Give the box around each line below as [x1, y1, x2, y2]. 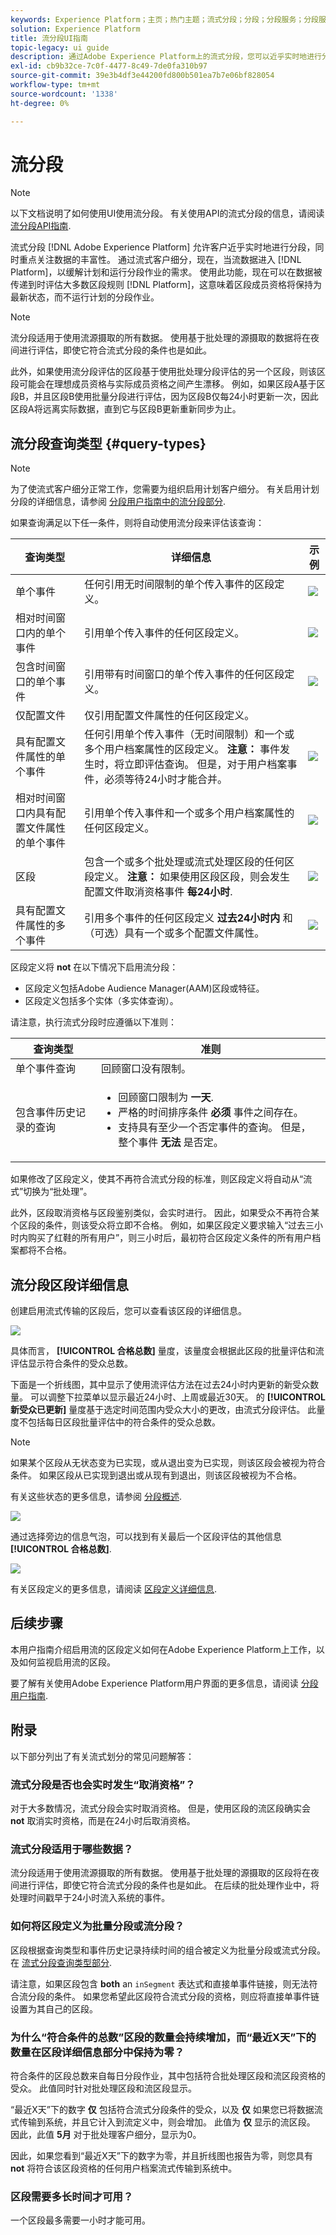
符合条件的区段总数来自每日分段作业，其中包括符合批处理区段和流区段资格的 [10, 2069, 326, 2081]
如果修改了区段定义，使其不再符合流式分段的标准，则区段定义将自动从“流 [10, 1173, 313, 1185]
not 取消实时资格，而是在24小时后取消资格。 [10, 1814, 196, 1826]
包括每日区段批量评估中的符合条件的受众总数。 [27, 1416, 221, 1428]
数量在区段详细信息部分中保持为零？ [10, 2045, 185, 2059]
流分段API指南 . [10, 220, 72, 232]
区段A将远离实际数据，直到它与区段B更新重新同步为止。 [10, 403, 242, 415]
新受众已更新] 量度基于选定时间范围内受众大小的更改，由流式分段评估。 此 [10, 1404, 317, 1416]
